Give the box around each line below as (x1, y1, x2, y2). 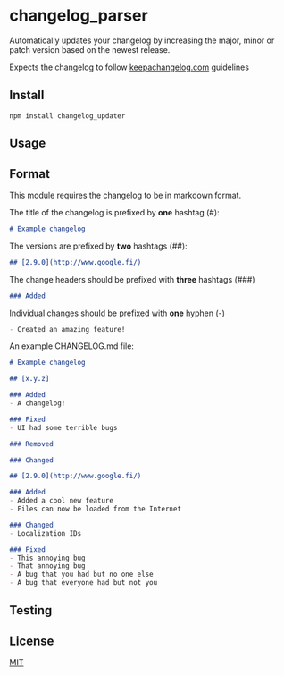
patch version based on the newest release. (9, 44, 171, 55)
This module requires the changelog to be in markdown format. (9, 190, 242, 200)
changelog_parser (9, 5, 149, 26)
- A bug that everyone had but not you (9, 579, 158, 587)
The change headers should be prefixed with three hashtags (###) (9, 274, 256, 284)
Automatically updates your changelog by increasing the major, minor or (9, 35, 275, 46)
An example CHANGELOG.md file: (9, 341, 134, 351)
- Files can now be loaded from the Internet (9, 504, 181, 514)
